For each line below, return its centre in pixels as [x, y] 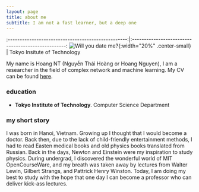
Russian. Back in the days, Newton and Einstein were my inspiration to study [99, 152]
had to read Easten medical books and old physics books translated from [96, 146]
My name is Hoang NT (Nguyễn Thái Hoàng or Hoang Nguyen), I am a [92, 64]
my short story [28, 120]
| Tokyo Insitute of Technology [43, 52]
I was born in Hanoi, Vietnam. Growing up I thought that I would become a [97, 133]
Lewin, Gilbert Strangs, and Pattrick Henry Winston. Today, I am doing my [96, 171]
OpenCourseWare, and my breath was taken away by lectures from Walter [97, 165]
